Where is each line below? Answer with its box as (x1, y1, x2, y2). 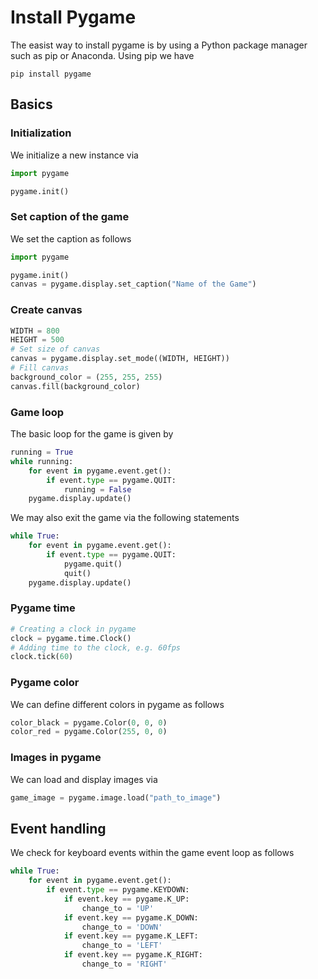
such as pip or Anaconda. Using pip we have (10, 49, 195, 61)
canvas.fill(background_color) (10, 381, 141, 391)
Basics (10, 96, 53, 113)
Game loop (10, 405, 65, 419)
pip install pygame (10, 69, 92, 79)
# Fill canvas (10, 363, 70, 373)
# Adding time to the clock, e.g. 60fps (10, 642, 182, 653)
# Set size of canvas (10, 344, 101, 355)
